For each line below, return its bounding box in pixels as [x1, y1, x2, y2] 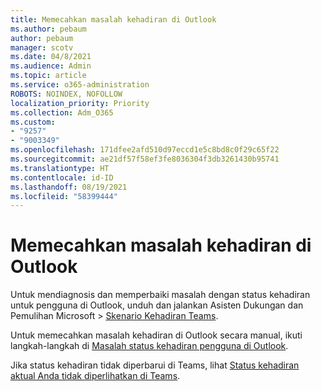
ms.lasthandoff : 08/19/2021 [10, 182, 128, 192]
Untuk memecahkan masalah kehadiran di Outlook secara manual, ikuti [10, 329, 303, 341]
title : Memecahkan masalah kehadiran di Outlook [10, 14, 217, 25]
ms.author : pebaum [10, 24, 87, 34]
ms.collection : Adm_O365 [10, 107, 114, 118]
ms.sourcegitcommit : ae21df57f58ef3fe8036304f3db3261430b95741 [10, 154, 280, 164]
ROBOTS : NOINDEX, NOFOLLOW [10, 89, 123, 99]
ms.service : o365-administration [10, 80, 150, 90]
